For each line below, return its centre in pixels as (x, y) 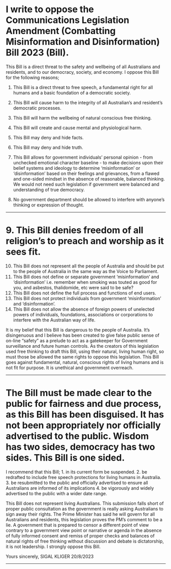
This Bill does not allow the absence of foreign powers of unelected (83, 309)
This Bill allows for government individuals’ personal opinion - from (83, 157)
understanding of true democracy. (49, 190)
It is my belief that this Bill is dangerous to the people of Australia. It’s (78, 330)
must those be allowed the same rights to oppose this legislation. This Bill (82, 356)
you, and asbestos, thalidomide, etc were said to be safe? (73, 287)
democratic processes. (37, 108)
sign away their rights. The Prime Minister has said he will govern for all (80, 514)
